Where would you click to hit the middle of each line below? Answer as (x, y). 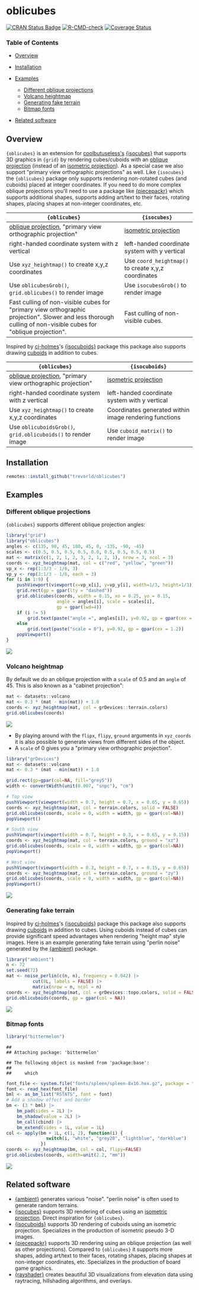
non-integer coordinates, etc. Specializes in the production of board (97, 1262)
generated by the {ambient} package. (52, 948)
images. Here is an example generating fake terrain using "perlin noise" (93, 942)
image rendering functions (144, 418)
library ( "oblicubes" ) (33, 541)
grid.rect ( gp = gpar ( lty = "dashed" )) (65, 591)
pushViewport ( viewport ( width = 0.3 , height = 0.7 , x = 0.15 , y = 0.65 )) (98, 868)
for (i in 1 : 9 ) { (28, 580)
